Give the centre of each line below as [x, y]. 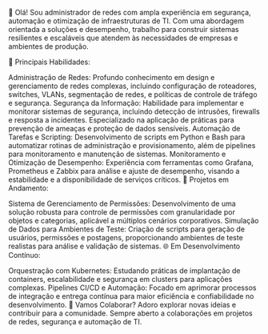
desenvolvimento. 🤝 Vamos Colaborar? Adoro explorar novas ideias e [122, 305]
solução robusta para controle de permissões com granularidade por [122, 212]
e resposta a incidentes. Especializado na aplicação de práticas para [121, 120]
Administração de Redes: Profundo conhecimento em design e [112, 77]
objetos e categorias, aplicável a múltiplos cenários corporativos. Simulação [134, 221]
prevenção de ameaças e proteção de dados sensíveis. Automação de [124, 129]
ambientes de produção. [49, 46]
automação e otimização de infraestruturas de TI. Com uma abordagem [126, 21]
